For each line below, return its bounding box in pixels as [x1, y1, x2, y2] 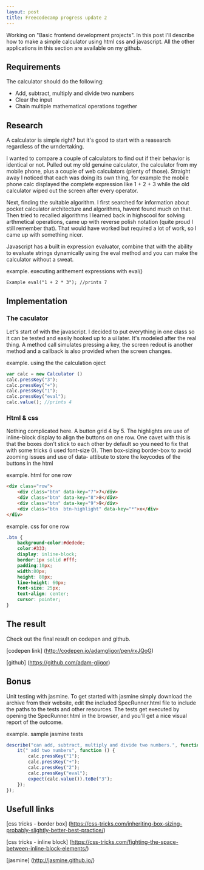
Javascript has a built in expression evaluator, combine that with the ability [6, 243, 193, 250]
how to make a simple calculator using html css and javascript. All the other [6, 38, 195, 45]
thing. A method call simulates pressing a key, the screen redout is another [6, 341, 193, 348]
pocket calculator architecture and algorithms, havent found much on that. [6, 205, 192, 213]
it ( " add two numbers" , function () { [17, 748, 115, 754]
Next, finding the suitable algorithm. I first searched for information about [6, 199, 189, 206]
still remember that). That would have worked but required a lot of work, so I [6, 224, 197, 232]
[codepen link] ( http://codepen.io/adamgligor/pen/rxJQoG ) [6, 647, 154, 654]
